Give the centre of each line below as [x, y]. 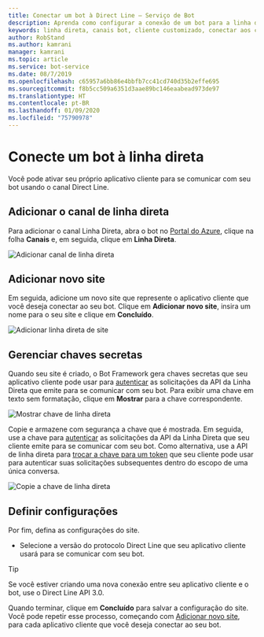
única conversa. [34, 471]
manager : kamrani [37, 52]
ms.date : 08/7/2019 [40, 74]
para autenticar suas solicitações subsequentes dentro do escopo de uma [128, 463]
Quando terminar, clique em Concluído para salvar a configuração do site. [128, 608]
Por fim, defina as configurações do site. [74, 530]
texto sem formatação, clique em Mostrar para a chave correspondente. [125, 399]
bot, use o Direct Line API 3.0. [56, 593]
